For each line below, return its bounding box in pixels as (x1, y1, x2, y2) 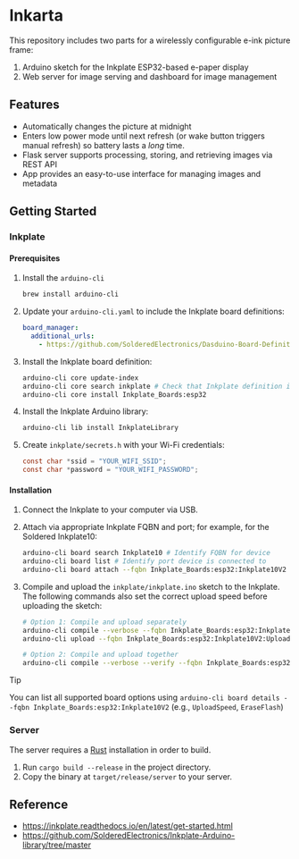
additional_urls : (30, 332, 96, 341)
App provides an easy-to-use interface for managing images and (21, 168, 262, 179)
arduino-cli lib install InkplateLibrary (21, 424, 179, 433)
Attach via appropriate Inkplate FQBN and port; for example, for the (21, 522, 270, 533)
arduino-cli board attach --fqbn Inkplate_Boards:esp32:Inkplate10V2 (21, 565, 287, 574)
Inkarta (9, 5, 64, 26)
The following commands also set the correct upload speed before (21, 591, 268, 602)
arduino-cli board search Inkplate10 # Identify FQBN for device (21, 549, 270, 558)
